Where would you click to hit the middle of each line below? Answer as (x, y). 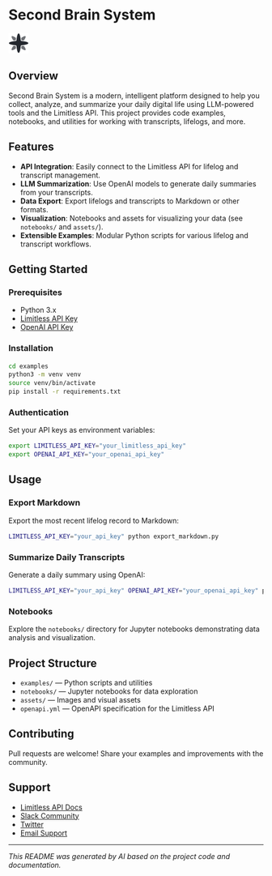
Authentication (38, 412)
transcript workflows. (55, 244)
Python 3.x (38, 310)
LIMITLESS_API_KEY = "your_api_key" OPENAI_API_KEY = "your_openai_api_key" (134, 590)
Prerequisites (35, 292)
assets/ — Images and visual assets (81, 699)
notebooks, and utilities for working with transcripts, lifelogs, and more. (127, 121)
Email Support (43, 833)
